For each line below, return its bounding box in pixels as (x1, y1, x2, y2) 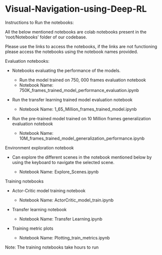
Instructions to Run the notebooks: (5, 19, 74, 25)
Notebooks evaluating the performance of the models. (12, 67, 121, 73)
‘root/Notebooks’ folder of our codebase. (5, 34, 87, 40)
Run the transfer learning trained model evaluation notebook (12, 96, 133, 103)
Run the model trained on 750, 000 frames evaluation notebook (19, 77, 146, 83)
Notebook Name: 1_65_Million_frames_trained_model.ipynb (19, 106, 137, 112)
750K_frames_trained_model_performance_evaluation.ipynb (19, 87, 139, 93)
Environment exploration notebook (5, 145, 74, 150)
